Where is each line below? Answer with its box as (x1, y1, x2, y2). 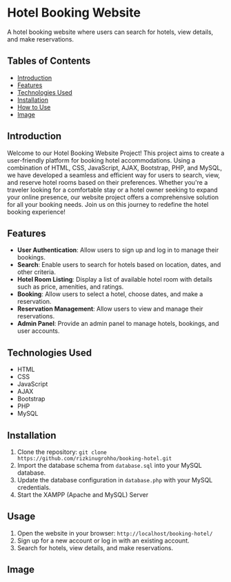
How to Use (17, 102, 51, 111)
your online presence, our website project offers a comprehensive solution (7, 192, 219, 201)
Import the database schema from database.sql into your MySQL (17, 462, 202, 469)
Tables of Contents (7, 55, 91, 67)
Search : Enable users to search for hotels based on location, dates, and (17, 261, 221, 269)
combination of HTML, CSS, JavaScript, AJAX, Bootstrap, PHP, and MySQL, (7, 163, 223, 172)
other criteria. (17, 268, 57, 276)
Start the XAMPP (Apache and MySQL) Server (17, 491, 149, 499)
